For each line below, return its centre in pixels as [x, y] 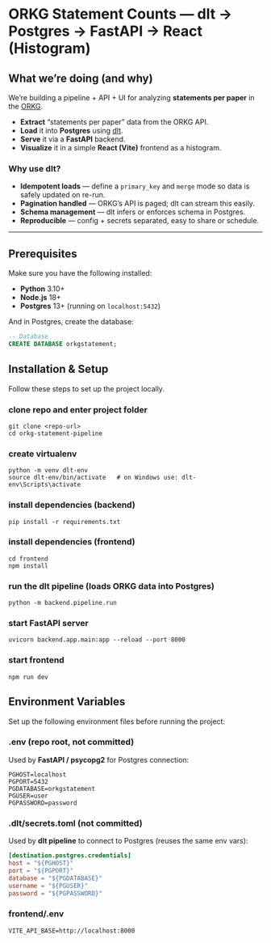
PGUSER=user [28, 796]
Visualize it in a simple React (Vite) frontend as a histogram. [121, 148]
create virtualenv [43, 454]
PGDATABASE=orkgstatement [52, 789]
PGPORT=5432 [28, 781]
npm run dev [28, 677]
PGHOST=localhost [38, 774]
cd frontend [28, 559]
